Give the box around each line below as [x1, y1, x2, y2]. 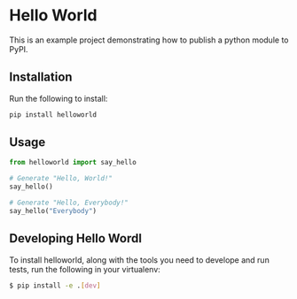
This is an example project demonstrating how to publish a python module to [9, 34, 289, 45]
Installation [9, 70, 73, 85]
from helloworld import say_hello [9, 158, 137, 167]
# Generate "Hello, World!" [9, 174, 113, 183]
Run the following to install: [9, 93, 108, 103]
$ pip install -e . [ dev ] [9, 280, 101, 290]
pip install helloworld [9, 110, 98, 119]
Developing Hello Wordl [9, 231, 142, 246]
